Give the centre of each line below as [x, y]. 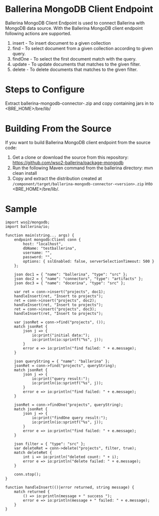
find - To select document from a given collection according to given [82, 48]
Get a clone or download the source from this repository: [70, 157]
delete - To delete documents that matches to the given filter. [75, 69]
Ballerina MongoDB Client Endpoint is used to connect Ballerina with [75, 23]
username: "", [38, 253]
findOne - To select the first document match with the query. [74, 59]
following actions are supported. [38, 33]
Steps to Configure [45, 90]
